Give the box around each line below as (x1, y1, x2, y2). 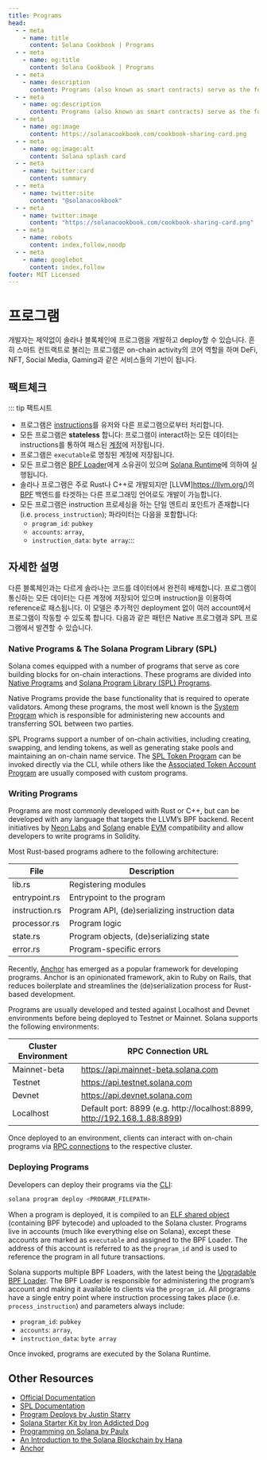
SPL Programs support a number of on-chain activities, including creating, (8, 734, 252, 744)
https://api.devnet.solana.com (80, 1090, 192, 1101)
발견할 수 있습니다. (35, 622, 94, 633)
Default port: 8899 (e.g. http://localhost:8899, (80, 1103, 253, 1114)
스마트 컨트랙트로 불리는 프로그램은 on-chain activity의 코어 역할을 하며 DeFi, (16, 345, 258, 355)
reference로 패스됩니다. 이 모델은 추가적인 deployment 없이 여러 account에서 (8, 602, 252, 613)
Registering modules (68, 879, 146, 890)
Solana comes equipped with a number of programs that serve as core (8, 661, 240, 671)
